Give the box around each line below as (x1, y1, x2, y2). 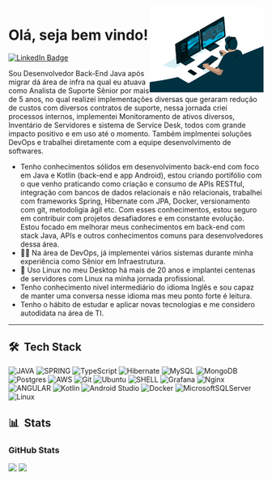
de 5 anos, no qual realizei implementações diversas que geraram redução (8, 94, 257, 104)
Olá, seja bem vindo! (8, 26, 148, 45)
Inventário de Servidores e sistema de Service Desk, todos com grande (8, 120, 246, 130)
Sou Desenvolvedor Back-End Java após (8, 68, 145, 78)
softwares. (8, 146, 45, 156)
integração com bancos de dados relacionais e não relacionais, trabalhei (19, 187, 262, 197)
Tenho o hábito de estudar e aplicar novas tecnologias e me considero (19, 299, 255, 309)
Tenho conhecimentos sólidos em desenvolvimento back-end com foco (19, 161, 260, 171)
